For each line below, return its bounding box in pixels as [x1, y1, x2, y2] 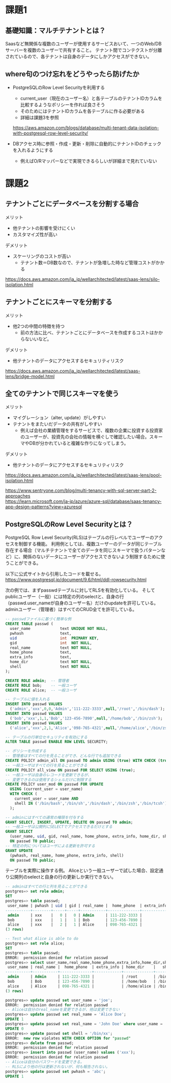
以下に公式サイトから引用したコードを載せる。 [5, 571, 103, 577]
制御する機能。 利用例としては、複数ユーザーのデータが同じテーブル [18, 541, 162, 547]
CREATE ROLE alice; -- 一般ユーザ [5, 688, 77, 693]
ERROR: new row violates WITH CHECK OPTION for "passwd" [5, 1035, 131, 1041]
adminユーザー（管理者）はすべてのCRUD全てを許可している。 [5, 606, 137, 613]
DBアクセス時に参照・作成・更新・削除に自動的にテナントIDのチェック [12, 141, 162, 147]
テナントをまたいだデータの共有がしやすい [12, 421, 102, 427]
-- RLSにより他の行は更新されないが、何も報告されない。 [5, 1064, 110, 1069]
